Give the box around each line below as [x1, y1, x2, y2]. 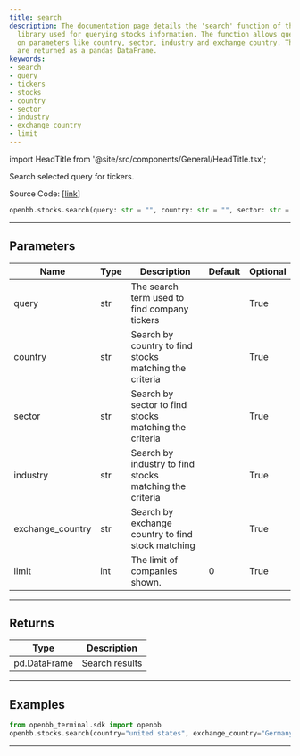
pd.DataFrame [13, 657, 74, 669]
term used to [130, 291, 185, 303]
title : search [9, 12, 62, 22]
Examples [9, 697, 65, 712]
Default [208, 265, 241, 278]
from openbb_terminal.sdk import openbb [9, 720, 162, 730]
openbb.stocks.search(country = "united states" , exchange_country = [9, 729, 262, 738]
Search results [81, 657, 143, 669]
